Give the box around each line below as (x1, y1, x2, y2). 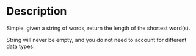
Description (6, 4, 67, 18)
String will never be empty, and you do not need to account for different (6, 36, 187, 43)
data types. (6, 43, 35, 50)
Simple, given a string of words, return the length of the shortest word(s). (6, 24, 191, 32)
